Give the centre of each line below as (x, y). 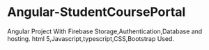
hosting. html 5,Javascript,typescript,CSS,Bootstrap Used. (91, 38)
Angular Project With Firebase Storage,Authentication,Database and (105, 31)
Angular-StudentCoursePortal (96, 12)
